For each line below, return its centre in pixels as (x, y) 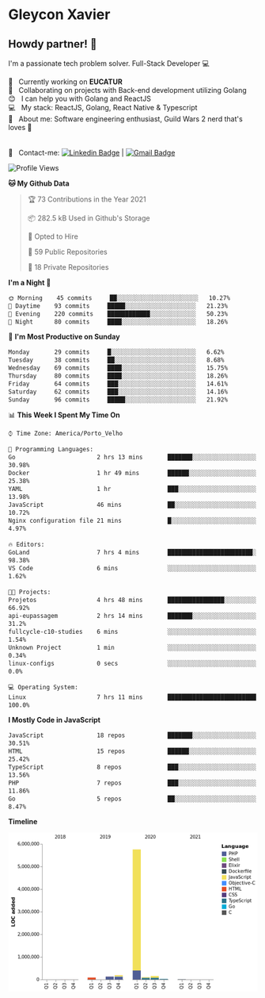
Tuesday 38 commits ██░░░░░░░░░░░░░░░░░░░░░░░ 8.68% (116, 360)
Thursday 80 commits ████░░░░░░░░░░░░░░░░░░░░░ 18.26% (118, 376)
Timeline (23, 821)
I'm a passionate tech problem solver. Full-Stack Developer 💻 (109, 63)
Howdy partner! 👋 (53, 44)
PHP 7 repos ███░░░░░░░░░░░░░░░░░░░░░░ (132, 783)
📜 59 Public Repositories (68, 252)
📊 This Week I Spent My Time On (64, 415)
